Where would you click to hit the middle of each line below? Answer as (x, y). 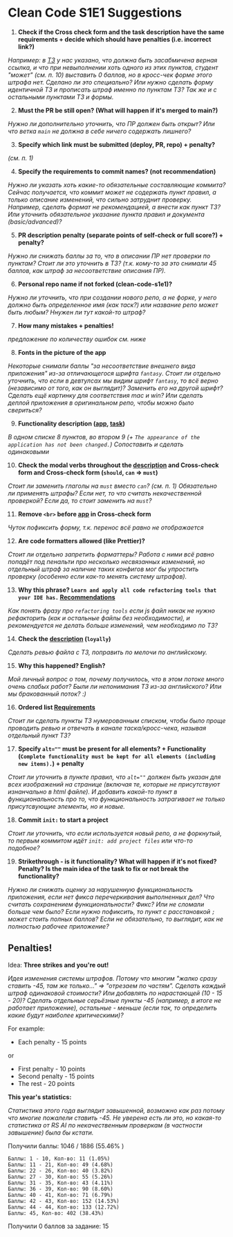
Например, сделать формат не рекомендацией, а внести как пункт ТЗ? (114, 207)
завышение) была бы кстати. (51, 1132)
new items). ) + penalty (51, 763)
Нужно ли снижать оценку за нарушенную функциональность (100, 889)
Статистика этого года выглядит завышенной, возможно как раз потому (116, 1110)
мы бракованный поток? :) (47, 694)
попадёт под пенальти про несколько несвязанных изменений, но (106, 561)
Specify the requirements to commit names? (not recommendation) (117, 171)
